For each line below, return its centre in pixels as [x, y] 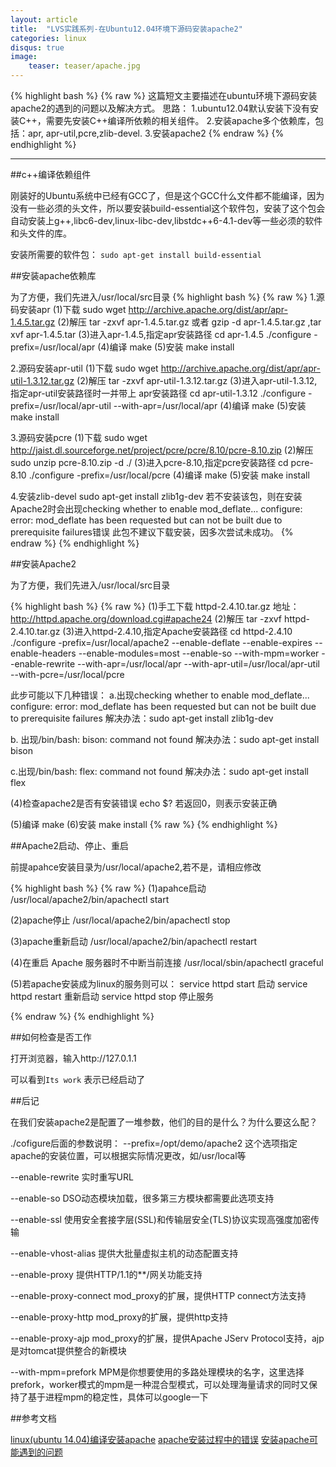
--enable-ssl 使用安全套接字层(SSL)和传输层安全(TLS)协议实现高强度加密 [161, 1219]
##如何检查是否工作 [51, 1037]
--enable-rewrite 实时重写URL [72, 1177]
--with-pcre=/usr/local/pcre [67, 674]
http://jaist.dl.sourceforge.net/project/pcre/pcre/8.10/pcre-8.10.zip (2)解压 [162, 450]
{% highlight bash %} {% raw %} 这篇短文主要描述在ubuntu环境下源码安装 [164, 95]
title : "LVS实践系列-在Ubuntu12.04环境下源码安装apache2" [126, 29]
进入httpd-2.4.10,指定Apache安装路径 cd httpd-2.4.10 [183, 631]
